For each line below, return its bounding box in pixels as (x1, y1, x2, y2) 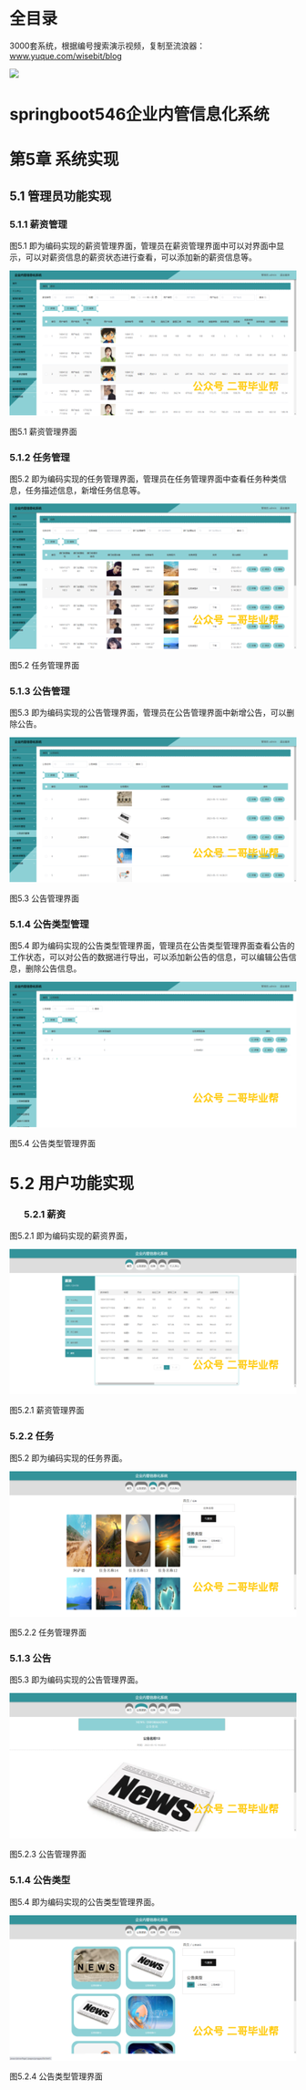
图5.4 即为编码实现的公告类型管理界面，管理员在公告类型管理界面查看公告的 (9, 940, 295, 951)
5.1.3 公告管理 (9, 685, 70, 698)
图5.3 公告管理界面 (9, 893, 80, 904)
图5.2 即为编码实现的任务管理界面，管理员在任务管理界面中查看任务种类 (9, 473, 280, 484)
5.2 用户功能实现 (9, 1173, 135, 1194)
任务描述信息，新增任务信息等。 (25, 485, 146, 496)
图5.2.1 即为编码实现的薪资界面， (9, 1230, 132, 1241)
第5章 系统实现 (9, 150, 120, 170)
